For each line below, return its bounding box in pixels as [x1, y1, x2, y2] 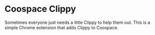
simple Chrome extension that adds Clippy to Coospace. [4, 24, 119, 30]
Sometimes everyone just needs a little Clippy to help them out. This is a [4, 19, 151, 25]
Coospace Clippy [4, 3, 77, 15]
